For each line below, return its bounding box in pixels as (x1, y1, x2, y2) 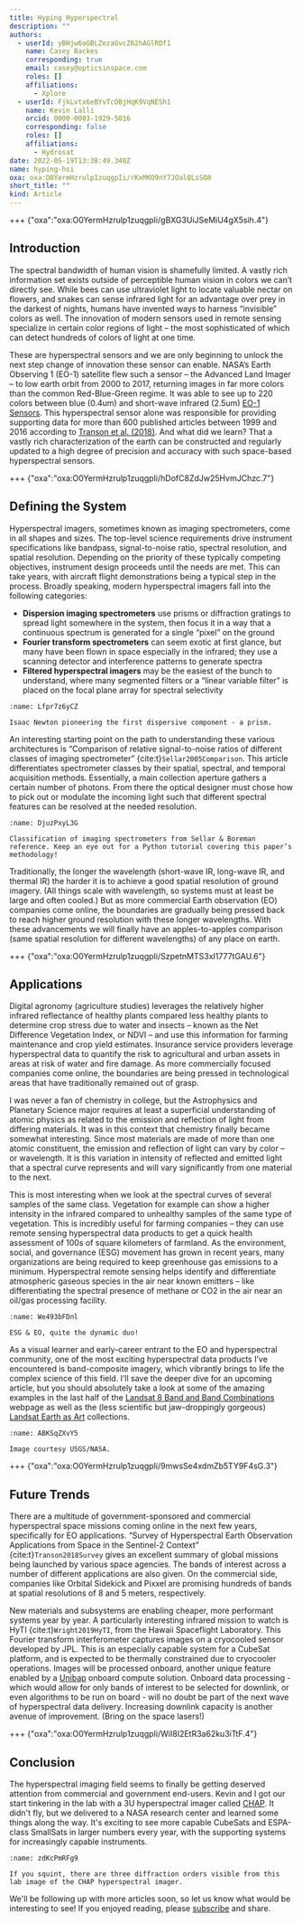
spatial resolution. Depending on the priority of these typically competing (9, 551, 281, 562)
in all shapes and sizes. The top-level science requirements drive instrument (9, 533, 293, 543)
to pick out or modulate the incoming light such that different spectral (9, 791, 267, 802)
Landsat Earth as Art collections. (9, 1411, 131, 1422)
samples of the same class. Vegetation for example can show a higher (9, 1199, 270, 1210)
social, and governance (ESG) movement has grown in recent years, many (9, 1247, 285, 1258)
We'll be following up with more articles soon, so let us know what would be (9, 1893, 291, 1904)
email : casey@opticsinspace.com (25, 64, 147, 73)
